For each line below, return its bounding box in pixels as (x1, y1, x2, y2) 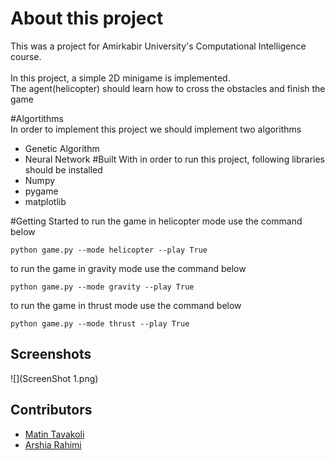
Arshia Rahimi (24, 438, 82, 451)
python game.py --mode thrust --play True (10, 318, 190, 329)
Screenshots (10, 346, 92, 363)
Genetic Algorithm (24, 142, 100, 154)
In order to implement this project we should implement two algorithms (10, 123, 302, 135)
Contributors (10, 402, 93, 419)
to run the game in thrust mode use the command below (10, 299, 242, 311)
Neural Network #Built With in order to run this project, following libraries (24, 153, 325, 165)
